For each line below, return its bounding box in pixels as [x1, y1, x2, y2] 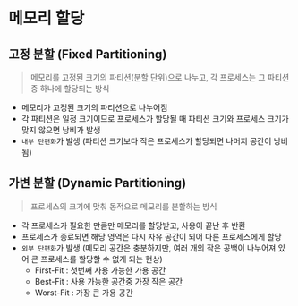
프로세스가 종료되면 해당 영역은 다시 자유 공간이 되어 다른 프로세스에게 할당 [21, 231, 283, 242]
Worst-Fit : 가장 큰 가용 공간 [34, 287, 133, 298]
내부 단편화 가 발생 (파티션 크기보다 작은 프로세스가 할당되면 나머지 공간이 [21, 136, 272, 146]
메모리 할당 [8, 8, 85, 29]
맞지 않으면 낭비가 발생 [21, 124, 101, 135]
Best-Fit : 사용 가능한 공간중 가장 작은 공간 [34, 276, 183, 286]
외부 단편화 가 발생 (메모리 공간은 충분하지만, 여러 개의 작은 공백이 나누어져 [21, 242, 277, 253]
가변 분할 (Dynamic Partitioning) [8, 175, 187, 191]
